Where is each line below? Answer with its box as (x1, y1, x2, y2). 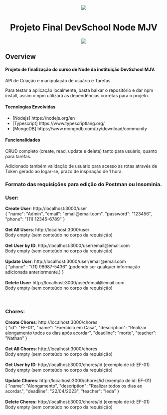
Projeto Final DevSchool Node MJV (9, 22, 158, 33)
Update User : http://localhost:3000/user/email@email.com (5, 258, 126, 264)
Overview (5, 52, 36, 61)
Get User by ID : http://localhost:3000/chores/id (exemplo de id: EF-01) (5, 362, 150, 368)
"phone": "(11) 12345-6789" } (5, 216, 65, 222)
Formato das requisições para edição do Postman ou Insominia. (5, 181, 162, 188)
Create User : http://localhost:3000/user (5, 206, 87, 211)
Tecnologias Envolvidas (5, 104, 56, 110)
